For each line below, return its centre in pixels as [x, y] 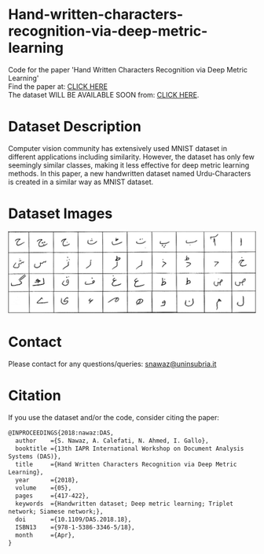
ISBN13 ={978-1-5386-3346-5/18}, [75, 527]
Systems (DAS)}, [35, 456]
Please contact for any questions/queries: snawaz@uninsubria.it [112, 364]
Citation [35, 395]
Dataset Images [60, 214]
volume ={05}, [44, 488]
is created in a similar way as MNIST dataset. [81, 182]
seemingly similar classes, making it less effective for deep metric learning [129, 165]
